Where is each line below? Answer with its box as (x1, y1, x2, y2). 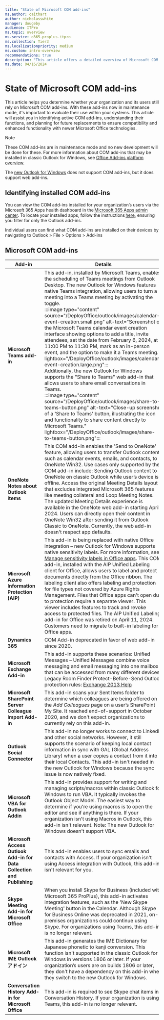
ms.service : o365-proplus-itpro (5, 35, 71, 40)
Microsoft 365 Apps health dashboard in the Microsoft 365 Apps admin (5, 207, 148, 213)
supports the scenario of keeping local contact (44, 740, 151, 747)
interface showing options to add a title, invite (44, 331, 149, 337)
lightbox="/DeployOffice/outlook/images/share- (44, 429, 155, 435)
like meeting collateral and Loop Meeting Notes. (44, 491, 154, 498)
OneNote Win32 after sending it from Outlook (44, 516, 149, 523)
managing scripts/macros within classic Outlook (44, 785, 155, 791)
